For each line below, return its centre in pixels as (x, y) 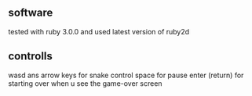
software (31, 13)
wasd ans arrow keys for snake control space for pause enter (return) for (126, 75)
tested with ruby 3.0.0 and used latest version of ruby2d (99, 31)
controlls (31, 57)
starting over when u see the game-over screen (85, 83)
